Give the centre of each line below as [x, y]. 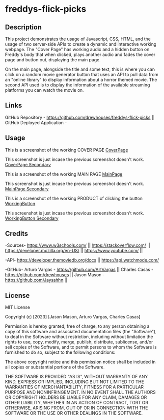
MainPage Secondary [27, 189]
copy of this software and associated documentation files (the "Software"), [81, 332]
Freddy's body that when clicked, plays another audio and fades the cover [80, 54]
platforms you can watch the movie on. [45, 90]
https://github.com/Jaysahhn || [36, 280]
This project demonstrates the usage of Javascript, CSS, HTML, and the [78, 39]
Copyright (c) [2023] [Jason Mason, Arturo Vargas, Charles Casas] [73, 317]
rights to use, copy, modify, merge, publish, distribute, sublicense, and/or [79, 342]
